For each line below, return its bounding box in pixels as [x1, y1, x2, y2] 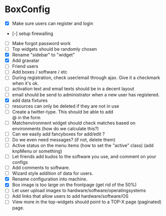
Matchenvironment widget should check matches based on [12, 120, 136, 126]
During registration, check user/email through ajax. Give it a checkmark [12, 75, 160, 81]
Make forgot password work [12, 41, 71, 46]
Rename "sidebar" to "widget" [12, 52, 75, 58]
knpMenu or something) [12, 148, 63, 154]
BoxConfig [5, 4, 50, 15]
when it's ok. [12, 80, 39, 87]
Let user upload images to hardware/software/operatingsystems [12, 188, 146, 194]
